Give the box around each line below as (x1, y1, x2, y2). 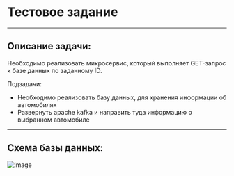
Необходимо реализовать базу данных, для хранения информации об (17, 93, 227, 102)
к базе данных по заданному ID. (7, 66, 102, 74)
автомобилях (17, 100, 57, 109)
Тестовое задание (7, 4, 118, 20)
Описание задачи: (7, 40, 92, 52)
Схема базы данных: (7, 142, 104, 154)
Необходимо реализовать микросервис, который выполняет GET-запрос (7, 58, 226, 67)
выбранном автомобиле (17, 115, 90, 124)
